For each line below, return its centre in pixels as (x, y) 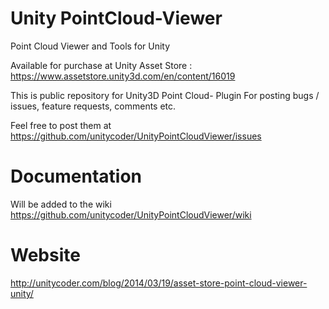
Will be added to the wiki (61, 204)
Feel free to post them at (61, 125)
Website (45, 255)
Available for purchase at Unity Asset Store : (101, 65)
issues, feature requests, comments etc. (93, 106)
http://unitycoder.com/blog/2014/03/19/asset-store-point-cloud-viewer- (159, 283)
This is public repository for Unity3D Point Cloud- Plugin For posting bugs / (165, 95)
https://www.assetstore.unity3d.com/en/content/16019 (123, 76)
